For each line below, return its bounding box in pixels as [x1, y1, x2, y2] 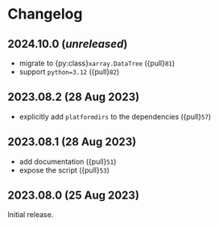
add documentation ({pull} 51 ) [19, 157, 117, 166]
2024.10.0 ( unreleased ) [7, 37, 128, 51]
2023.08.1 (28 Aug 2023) [7, 135, 137, 149]
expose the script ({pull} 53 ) [19, 165, 110, 174]
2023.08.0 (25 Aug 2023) [7, 189, 140, 203]
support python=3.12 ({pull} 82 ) [19, 67, 120, 77]
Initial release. [7, 210, 54, 220]
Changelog [7, 5, 83, 23]
